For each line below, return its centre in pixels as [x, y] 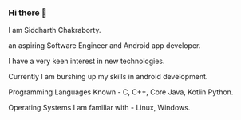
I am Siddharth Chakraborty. [55, 30]
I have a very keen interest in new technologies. [87, 61]
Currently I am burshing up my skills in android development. [108, 77]
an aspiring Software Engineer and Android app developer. [105, 46]
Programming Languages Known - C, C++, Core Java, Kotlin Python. [121, 92]
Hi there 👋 [28, 13]
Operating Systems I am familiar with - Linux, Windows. [99, 108]
